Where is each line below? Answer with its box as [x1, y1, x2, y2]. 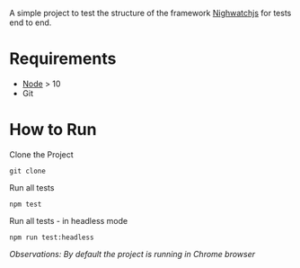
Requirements [9, 49, 117, 69]
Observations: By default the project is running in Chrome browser [9, 248, 256, 259]
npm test [9, 200, 42, 209]
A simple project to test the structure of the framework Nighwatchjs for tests [9, 8, 292, 18]
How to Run [9, 120, 97, 140]
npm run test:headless [9, 233, 94, 242]
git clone [9, 166, 47, 175]
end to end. [9, 17, 52, 28]
